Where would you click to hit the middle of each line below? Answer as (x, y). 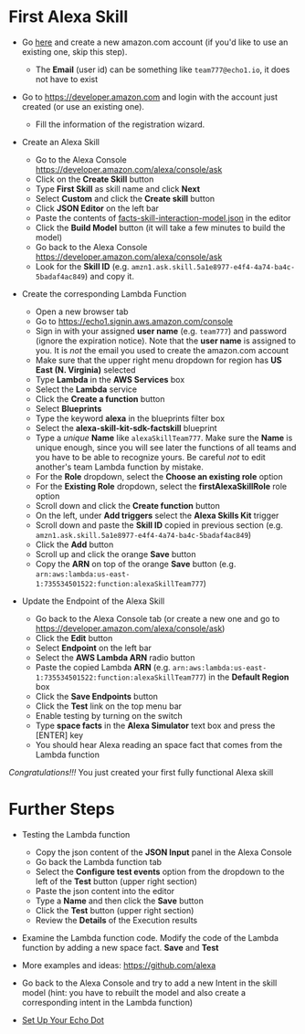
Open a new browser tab (82, 311)
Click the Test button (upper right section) (115, 910)
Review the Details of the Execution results (116, 920)
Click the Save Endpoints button (97, 696)
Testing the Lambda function (76, 834)
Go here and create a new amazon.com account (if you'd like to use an (155, 42)
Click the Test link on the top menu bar (109, 706)
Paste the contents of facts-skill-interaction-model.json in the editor (163, 217)
